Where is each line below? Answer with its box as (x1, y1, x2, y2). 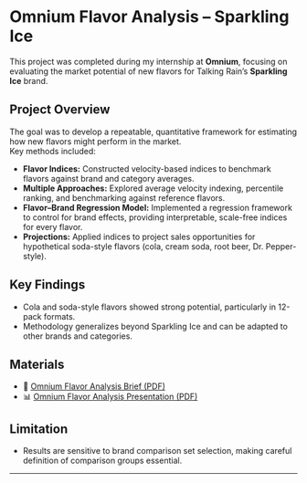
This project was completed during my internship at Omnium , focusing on (9, 56, 288, 67)
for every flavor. (22, 221, 83, 232)
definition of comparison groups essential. (22, 455, 183, 467)
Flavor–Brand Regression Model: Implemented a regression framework (22, 202, 292, 213)
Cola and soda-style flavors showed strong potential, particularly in (22, 301, 277, 312)
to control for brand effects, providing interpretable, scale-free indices (22, 212, 288, 223)
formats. (43, 310, 76, 321)
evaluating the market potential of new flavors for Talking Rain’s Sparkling (9, 66, 288, 77)
